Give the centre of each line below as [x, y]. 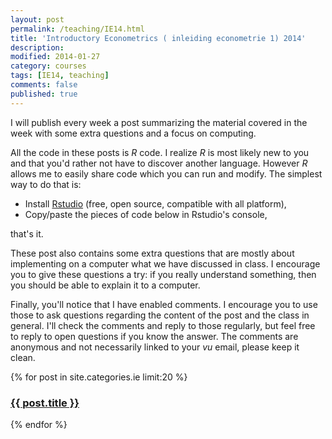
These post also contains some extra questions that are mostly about [152, 253]
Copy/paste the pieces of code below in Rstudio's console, [146, 214]
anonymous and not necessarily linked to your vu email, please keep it [155, 347]
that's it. [27, 233]
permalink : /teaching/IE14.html [77, 29]
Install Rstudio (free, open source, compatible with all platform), [155, 203]
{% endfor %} [39, 424]
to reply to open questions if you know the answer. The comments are [154, 336]
